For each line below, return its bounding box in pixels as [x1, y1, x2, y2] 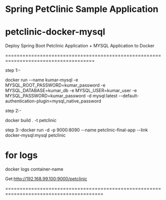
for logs [5, 150, 38, 161]
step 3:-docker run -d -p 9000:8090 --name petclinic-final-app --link [5, 127, 148, 133]
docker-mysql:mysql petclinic [5, 132, 66, 138]
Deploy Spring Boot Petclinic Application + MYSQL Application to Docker [5, 43, 155, 49]
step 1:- [5, 67, 21, 73]
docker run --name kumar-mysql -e [5, 77, 78, 83]
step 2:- [5, 108, 21, 114]
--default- [118, 93, 139, 99]
